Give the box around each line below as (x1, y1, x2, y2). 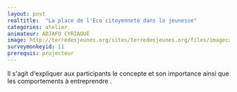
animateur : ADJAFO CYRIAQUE (7, 30, 90, 38)
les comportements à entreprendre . (7, 76, 112, 85)
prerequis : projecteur (7, 50, 74, 57)
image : (7, 37, 27, 44)
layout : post (7, 10, 46, 18)
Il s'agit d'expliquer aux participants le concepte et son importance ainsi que (7, 69, 229, 78)
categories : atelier (7, 23, 68, 30)
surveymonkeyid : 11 (7, 43, 65, 50)
